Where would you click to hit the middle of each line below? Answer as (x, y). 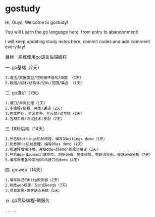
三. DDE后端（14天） (26, 129)
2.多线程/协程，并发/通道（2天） (35, 108)
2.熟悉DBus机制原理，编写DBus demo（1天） (45, 144)
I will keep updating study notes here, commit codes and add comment (77, 41)
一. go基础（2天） (24, 67)
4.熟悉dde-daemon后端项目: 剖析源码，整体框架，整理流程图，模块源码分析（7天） (79, 154)
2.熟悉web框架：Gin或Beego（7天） (37, 185)
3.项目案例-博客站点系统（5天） (34, 190)
